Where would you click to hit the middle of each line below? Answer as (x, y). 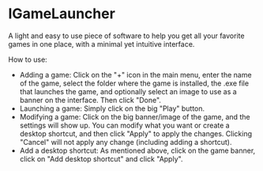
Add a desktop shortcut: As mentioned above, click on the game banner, (137, 150)
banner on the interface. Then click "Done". (90, 100)
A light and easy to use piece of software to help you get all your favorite (126, 36)
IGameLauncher (62, 14)
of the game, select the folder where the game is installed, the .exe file (134, 83)
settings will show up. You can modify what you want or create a (125, 125)
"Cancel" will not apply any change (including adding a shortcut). (126, 142)
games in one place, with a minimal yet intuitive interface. (101, 44)
